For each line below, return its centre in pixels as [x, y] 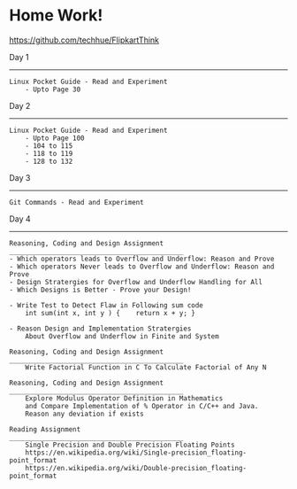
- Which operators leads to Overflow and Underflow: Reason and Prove [142, 259]
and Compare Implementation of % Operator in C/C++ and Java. [142, 406]
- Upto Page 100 [55, 138]
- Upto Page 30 [53, 89]
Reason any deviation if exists [84, 414]
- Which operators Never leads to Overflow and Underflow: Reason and [142, 267]
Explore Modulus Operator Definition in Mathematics [124, 398]
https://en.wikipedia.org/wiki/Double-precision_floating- [136, 468]
